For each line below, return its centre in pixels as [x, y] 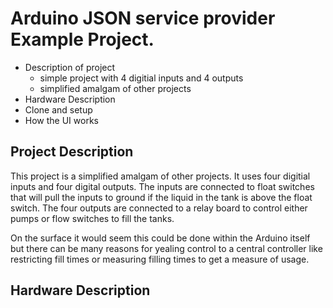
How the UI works [61, 120]
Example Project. [82, 39]
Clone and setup [58, 109]
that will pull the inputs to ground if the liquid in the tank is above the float [161, 197]
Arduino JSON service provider [143, 18]
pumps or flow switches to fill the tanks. [92, 218]
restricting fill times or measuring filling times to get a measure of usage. [160, 259]
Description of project [70, 67]
